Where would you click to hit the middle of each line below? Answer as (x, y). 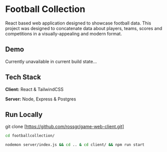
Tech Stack (23, 77)
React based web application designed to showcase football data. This (78, 23)
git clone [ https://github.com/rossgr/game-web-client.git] (65, 126)
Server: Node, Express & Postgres (41, 99)
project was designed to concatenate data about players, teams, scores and (84, 28)
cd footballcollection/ (30, 136)
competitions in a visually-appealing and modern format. (63, 33)
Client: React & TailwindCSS (34, 89)
